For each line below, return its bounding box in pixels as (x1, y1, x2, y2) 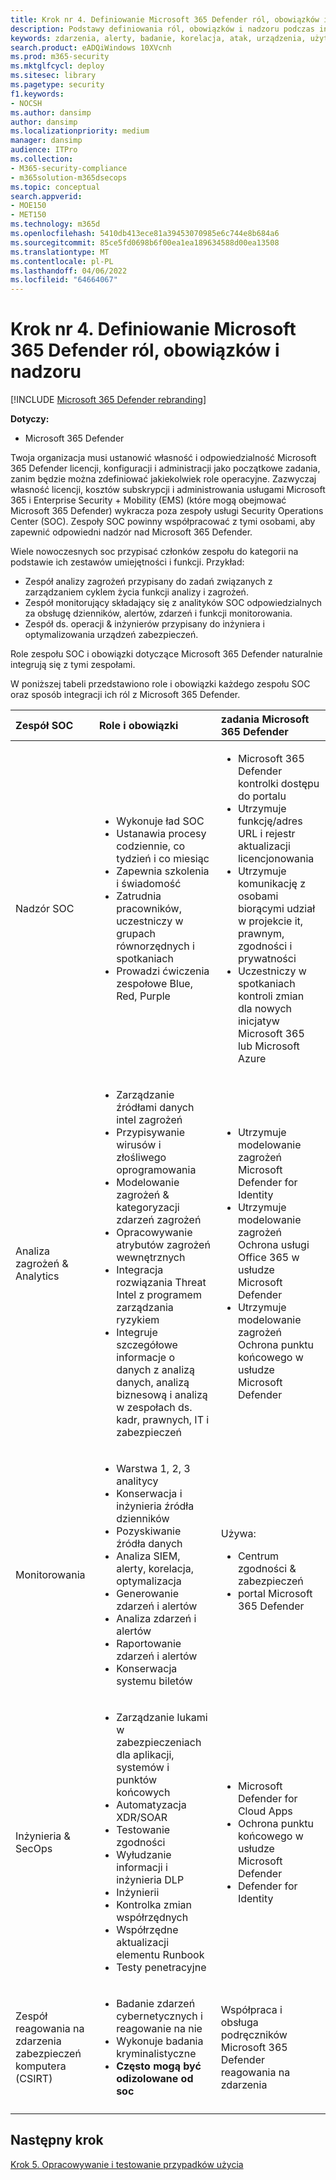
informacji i (116, 1861, 168, 1875)
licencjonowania (237, 852, 315, 866)
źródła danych (116, 1537, 183, 1551)
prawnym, (237, 927, 285, 941)
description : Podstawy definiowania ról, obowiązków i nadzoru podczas (10, 24, 315, 34)
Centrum (237, 1549, 280, 1563)
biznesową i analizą (116, 1388, 208, 1402)
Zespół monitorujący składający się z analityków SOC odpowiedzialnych (24, 597, 322, 609)
